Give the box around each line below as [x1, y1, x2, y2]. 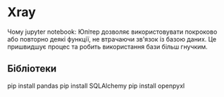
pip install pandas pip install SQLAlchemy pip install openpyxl [7, 82, 185, 90]
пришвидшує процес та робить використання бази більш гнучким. [7, 42, 208, 51]
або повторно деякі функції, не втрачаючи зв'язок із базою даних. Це [7, 34, 217, 43]
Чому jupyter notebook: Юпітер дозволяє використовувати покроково [7, 27, 218, 36]
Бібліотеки [7, 63, 57, 75]
